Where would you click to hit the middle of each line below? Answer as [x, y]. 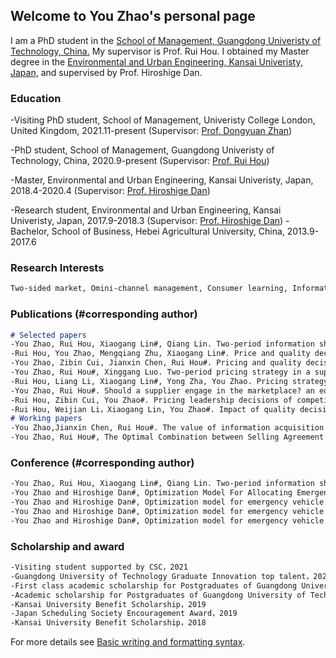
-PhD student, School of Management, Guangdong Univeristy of [142, 150]
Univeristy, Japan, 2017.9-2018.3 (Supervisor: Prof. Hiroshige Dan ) [147, 221]
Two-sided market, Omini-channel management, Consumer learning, [149, 289]
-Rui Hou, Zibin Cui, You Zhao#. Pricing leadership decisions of [151, 400]
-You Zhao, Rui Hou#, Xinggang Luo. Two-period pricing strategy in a [160, 372]
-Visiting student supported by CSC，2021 [99, 567]
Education [36, 98]
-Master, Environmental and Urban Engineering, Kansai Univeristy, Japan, [162, 180]
